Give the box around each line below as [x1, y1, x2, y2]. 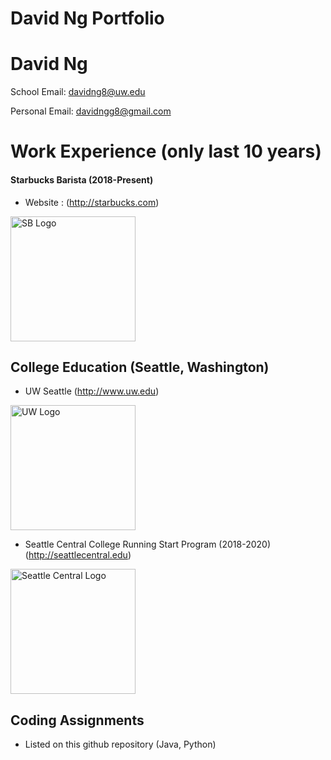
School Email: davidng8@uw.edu [10, 86, 146, 98]
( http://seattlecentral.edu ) [24, 549, 132, 561]
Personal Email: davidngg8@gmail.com [10, 105, 172, 117]
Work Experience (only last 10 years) [10, 140, 322, 163]
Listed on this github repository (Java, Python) [24, 738, 217, 751]
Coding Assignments [10, 712, 145, 729]
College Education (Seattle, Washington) [10, 358, 270, 376]
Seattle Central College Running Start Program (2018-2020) [24, 538, 271, 551]
